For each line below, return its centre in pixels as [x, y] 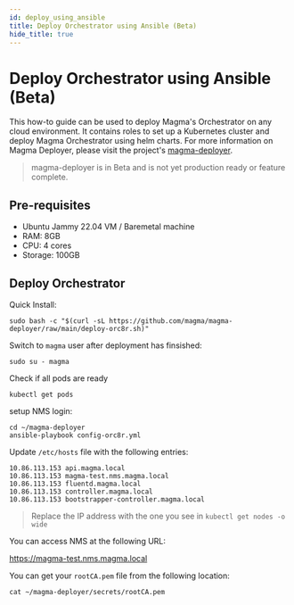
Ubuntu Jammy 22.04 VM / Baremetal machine [108, 227]
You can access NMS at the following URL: [88, 541]
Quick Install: [33, 304]
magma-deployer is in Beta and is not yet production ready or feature [158, 168]
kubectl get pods [41, 394]
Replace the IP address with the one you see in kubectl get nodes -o [158, 516]
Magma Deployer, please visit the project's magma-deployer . [121, 150]
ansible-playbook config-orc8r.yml [75, 435]
